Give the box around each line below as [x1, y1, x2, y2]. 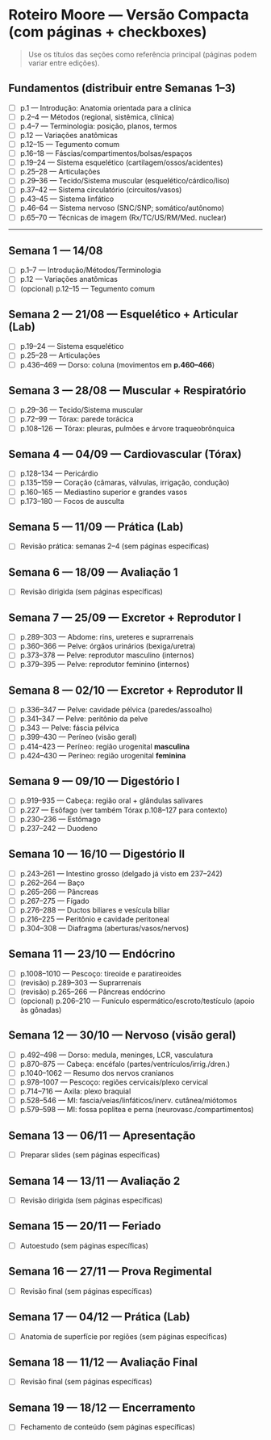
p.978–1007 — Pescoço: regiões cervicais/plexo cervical [19, 1077, 208, 1087]
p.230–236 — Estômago [19, 814, 101, 824]
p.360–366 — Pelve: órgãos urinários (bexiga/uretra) [19, 641, 196, 651]
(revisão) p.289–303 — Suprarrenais [19, 977, 142, 987]
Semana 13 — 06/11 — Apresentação [8, 1128, 196, 1142]
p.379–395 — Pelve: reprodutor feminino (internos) [19, 660, 190, 670]
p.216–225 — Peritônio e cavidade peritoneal [19, 914, 169, 924]
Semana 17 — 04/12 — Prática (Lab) [8, 1310, 191, 1324]
